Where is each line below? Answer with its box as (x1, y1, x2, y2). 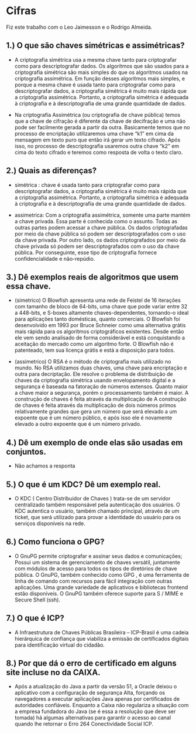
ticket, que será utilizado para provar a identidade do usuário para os (14, 514, 181, 520)
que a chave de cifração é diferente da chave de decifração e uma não (14, 117, 186, 125)
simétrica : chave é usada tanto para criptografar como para (14, 181, 160, 189)
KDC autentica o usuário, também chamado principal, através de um (14, 507, 180, 515)
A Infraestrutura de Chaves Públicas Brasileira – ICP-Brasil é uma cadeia (14, 628, 189, 636)
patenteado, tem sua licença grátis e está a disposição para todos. (14, 347, 176, 354)
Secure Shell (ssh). (14, 596, 60, 603)
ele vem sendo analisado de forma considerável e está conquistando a (14, 334, 185, 341)
